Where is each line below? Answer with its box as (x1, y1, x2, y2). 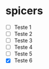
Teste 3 (14, 37, 33, 44)
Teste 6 (14, 57, 33, 64)
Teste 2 (14, 31, 33, 37)
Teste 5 (14, 50, 33, 57)
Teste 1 (14, 24, 32, 31)
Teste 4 (14, 44, 33, 51)
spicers (5, 4, 44, 18)
